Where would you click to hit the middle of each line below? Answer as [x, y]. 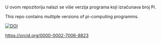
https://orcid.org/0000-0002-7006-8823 [47, 35]
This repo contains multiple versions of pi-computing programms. [72, 16]
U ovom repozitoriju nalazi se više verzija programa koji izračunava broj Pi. [81, 7]
